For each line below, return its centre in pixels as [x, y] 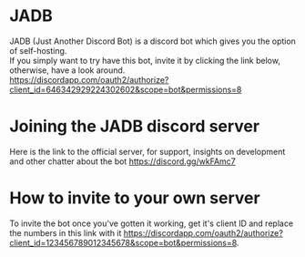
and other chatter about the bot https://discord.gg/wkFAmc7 [122, 161]
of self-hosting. [38, 50]
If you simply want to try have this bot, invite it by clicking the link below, [145, 60]
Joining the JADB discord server [135, 126]
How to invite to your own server [135, 198]
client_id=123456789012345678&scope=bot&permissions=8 [123, 242]
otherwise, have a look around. [67, 70]
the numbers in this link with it [66, 232]
